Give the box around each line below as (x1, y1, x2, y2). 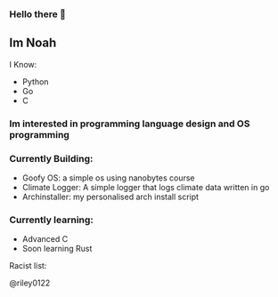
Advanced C (21, 234, 69, 245)
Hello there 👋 (9, 8, 67, 20)
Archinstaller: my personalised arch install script (21, 191, 199, 202)
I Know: (9, 59, 37, 69)
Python (21, 76, 49, 87)
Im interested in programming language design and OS (9, 117, 250, 130)
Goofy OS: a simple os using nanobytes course (21, 173, 195, 183)
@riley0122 (9, 277, 51, 288)
